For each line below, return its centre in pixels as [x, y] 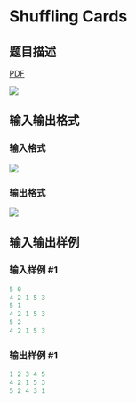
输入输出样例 [44, 243]
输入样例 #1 [33, 270]
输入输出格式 [44, 121]
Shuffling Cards [68, 17]
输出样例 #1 [33, 355]
